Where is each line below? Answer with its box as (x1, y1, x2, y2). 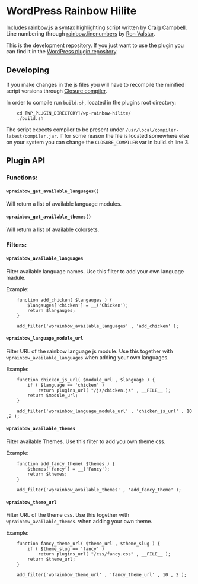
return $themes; (27, 471, 68, 477)
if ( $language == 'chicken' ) (27, 382, 105, 388)
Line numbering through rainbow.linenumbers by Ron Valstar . (6, 30, 155, 37)
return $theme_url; (27, 557, 76, 563)
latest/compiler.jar (6, 133, 58, 139)
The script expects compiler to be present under (6, 126, 124, 133)
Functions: (6, 173, 38, 182)
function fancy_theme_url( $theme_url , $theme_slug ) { (17, 541, 161, 547)
